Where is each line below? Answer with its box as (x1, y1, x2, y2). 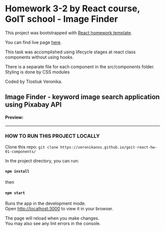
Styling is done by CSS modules (5, 69, 70, 75)
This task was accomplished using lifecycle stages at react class (5, 49, 136, 55)
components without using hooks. (5, 54, 74, 60)
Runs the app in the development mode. (5, 200, 86, 206)
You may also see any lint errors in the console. (5, 221, 101, 227)
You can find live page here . (5, 39, 62, 45)
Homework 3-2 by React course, (5, 3, 140, 14)
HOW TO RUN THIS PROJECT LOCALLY (5, 133, 100, 140)
